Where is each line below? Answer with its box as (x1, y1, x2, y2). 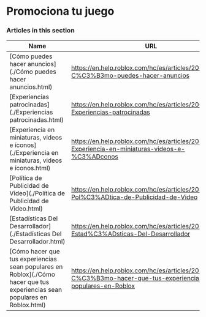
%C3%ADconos (71, 152, 118, 161)
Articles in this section (6, 26, 75, 35)
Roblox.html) (9, 301, 46, 310)
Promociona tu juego (6, 4, 115, 18)
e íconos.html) (9, 164, 51, 173)
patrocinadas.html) (9, 116, 64, 124)
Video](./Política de (9, 189, 66, 198)
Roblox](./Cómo (9, 270, 55, 279)
